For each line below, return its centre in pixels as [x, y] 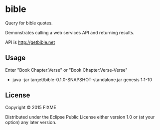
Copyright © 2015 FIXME [31, 107]
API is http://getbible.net [30, 42]
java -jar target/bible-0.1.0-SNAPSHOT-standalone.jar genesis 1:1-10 [82, 79]
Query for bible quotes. [29, 23]
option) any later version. [31, 122]
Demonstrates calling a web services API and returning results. [70, 32]
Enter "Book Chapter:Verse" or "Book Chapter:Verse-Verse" [67, 70]
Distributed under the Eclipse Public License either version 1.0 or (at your [80, 117]
